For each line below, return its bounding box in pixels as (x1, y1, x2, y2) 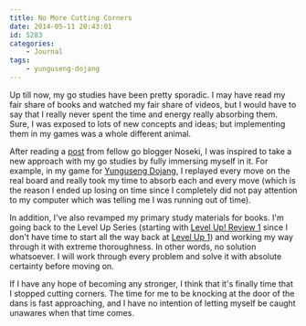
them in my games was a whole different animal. (9, 128, 192, 139)
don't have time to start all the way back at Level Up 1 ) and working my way (9, 231, 294, 242)
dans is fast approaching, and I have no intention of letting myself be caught (9, 298, 296, 309)
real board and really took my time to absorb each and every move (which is (9, 174, 296, 185)
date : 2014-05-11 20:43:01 (9, 22, 112, 31)
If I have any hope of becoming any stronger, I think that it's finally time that (9, 278, 294, 289)
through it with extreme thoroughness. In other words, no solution (9, 241, 257, 252)
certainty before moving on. (9, 260, 114, 271)
